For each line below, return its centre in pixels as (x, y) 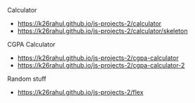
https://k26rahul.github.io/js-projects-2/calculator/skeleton (102, 31)
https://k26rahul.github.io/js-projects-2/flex (80, 92)
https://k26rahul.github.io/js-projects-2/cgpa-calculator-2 (101, 65)
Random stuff (27, 79)
